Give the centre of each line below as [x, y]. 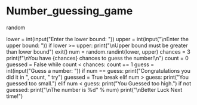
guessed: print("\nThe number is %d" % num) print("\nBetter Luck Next [94, 89]
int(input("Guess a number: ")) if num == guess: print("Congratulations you [98, 70]
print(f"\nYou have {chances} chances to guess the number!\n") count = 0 [98, 58]
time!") [15, 96]
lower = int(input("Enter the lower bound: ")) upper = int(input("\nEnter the [98, 39]
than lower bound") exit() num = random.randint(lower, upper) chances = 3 [98, 51]
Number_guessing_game [70, 11]
